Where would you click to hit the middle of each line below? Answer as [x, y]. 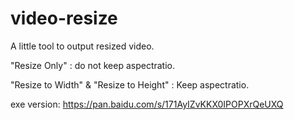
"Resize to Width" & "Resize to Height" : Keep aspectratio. [130, 84]
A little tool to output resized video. [82, 46]
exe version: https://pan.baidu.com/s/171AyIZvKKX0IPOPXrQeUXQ [147, 104]
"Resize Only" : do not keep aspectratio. [93, 65]
